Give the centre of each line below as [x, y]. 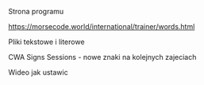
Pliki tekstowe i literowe [46, 42]
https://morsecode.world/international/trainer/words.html [102, 26]
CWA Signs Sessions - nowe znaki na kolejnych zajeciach [102, 57]
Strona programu [36, 11]
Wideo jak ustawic [38, 72]
